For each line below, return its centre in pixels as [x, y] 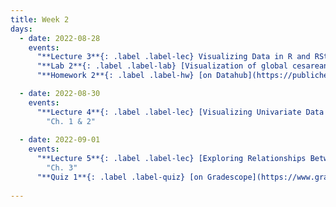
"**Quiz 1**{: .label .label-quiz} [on [119, 177]
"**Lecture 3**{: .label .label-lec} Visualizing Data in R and [173, 57]
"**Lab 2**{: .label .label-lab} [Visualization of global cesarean [182, 66]
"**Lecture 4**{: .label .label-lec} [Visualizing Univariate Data [180, 112]
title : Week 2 [40, 19]
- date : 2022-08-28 [60, 38]
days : [21, 29]
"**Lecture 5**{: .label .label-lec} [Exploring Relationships [171, 159]
